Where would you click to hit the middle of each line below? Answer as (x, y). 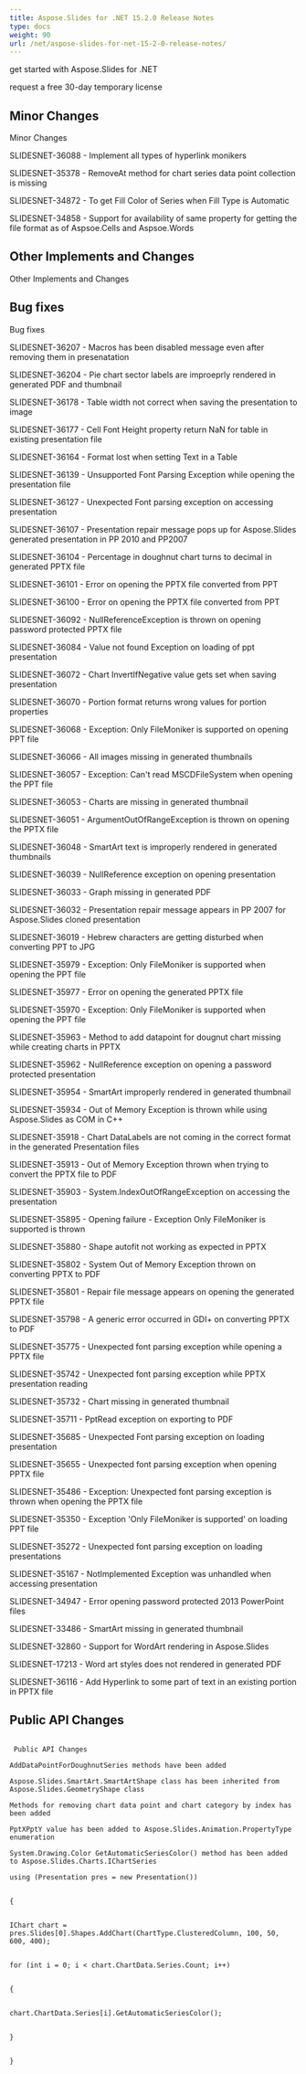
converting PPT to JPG (53, 947)
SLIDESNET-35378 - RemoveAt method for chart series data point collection (153, 174)
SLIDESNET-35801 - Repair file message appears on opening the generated (152, 1291)
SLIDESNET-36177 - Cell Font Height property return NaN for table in (139, 429)
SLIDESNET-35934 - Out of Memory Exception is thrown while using (138, 1109)
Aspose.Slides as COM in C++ (66, 1119)
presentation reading (49, 1383)
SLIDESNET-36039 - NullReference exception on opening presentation (142, 874)
